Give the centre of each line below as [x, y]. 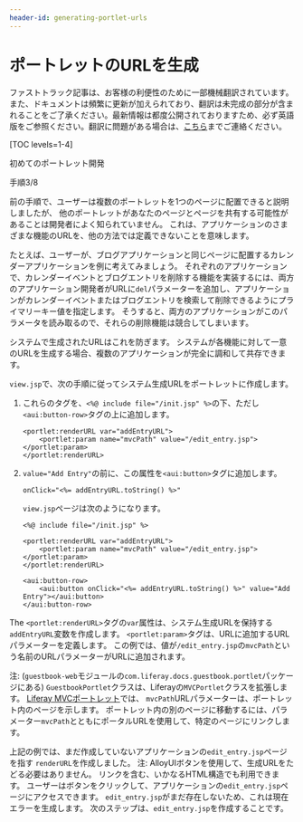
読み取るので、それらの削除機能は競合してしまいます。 [151, 322]
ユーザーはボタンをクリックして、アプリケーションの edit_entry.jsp [154, 785]
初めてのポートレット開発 [57, 163]
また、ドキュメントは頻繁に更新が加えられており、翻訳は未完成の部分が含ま [151, 103]
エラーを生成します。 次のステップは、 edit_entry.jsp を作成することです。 [149, 808]
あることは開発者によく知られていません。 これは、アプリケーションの [141, 224]
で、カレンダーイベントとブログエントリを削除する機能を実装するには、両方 [152, 277]
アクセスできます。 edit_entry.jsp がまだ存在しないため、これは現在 [161, 797]
